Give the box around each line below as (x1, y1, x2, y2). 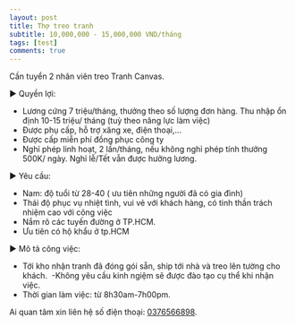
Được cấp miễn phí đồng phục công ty (21, 134, 164, 145)
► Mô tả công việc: (9, 244, 80, 254)
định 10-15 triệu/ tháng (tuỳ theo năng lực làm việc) (21, 116, 211, 126)
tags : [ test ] (9, 38, 58, 47)
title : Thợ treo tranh (9, 21, 94, 30)
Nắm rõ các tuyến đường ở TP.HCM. (21, 217, 156, 227)
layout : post (9, 13, 58, 22)
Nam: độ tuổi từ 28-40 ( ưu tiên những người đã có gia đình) (21, 188, 244, 199)
